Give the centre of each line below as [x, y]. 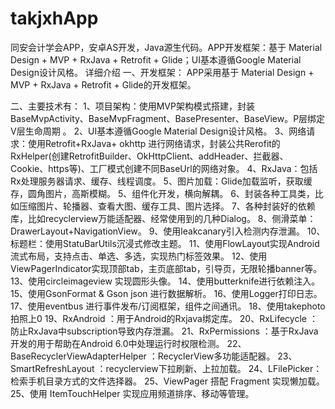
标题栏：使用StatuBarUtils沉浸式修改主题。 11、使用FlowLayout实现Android [165, 243]
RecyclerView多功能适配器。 [216, 356]
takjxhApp [54, 18]
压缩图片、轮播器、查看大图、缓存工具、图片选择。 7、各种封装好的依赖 [167, 206]
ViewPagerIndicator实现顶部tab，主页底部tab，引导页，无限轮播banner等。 [166, 268]
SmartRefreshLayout [52, 368]
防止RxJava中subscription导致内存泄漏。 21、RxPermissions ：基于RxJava [164, 331]
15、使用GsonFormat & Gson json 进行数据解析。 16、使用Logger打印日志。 [166, 293]
